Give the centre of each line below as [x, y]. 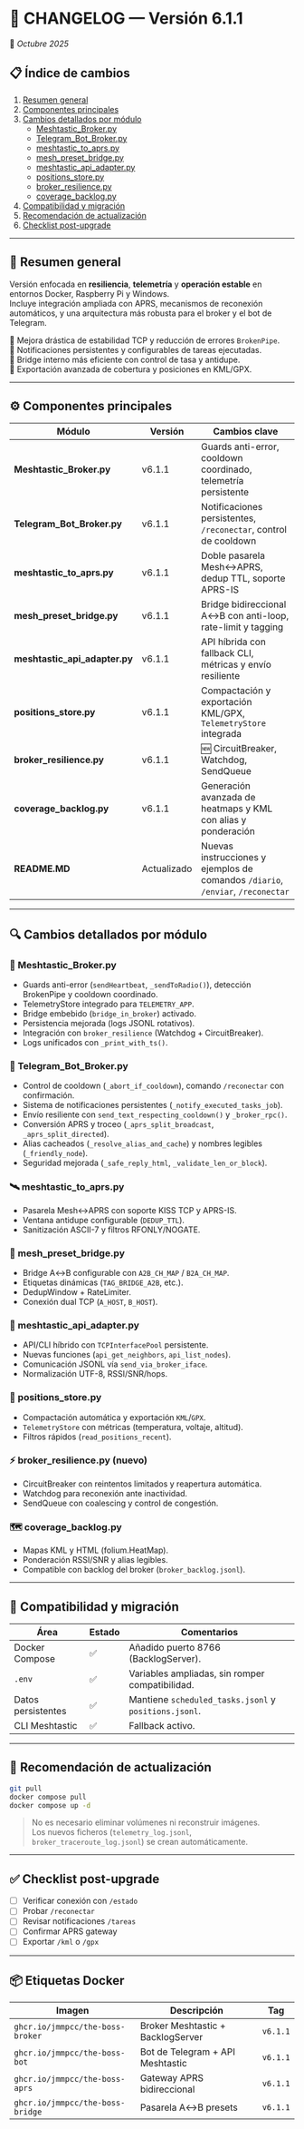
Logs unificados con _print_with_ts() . [95, 1043]
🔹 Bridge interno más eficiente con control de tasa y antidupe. [125, 359]
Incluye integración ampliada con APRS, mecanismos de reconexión [136, 303]
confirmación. [48, 1095]
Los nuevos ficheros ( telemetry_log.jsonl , [112, 1832]
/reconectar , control [244, 530]
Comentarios [209, 1632]
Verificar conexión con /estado [80, 1901]
